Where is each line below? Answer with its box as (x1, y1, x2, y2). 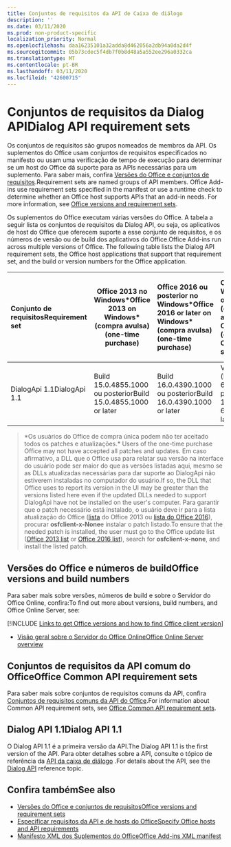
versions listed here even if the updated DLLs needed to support (23, 491, 207, 499)
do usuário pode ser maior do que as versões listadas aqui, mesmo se (23, 461, 223, 470)
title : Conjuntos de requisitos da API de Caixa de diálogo (7, 10, 184, 17)
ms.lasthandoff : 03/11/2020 (7, 68, 88, 74)
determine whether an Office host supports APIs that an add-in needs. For (7, 192, 218, 201)
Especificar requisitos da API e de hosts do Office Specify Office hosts (16, 817, 216, 825)
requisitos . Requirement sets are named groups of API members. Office (7, 178, 208, 186)
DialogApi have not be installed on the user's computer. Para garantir (23, 498, 220, 507)
